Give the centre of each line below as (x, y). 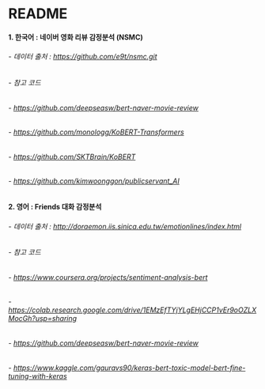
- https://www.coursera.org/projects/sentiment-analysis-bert (108, 277)
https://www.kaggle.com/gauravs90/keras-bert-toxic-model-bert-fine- (129, 368)
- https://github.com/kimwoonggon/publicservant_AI (94, 181)
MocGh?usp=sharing (43, 319)
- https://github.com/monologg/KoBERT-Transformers (96, 132)
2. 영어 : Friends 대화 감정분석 (55, 207)
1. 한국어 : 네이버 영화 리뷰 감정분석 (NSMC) (76, 37)
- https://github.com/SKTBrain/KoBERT (72, 157)
